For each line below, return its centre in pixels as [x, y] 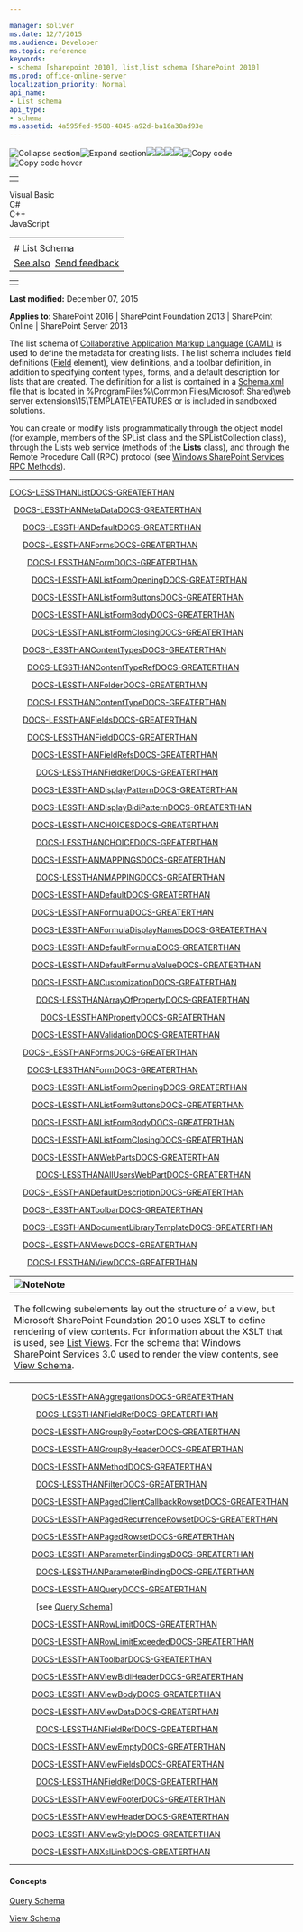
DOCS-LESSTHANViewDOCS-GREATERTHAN [112, 1263]
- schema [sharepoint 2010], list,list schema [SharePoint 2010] [134, 68]
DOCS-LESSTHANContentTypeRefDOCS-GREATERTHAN [133, 667]
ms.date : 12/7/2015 [46, 34]
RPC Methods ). [37, 467]
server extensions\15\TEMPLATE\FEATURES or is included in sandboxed [143, 401]
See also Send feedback [67, 263]
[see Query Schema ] [74, 1607]
